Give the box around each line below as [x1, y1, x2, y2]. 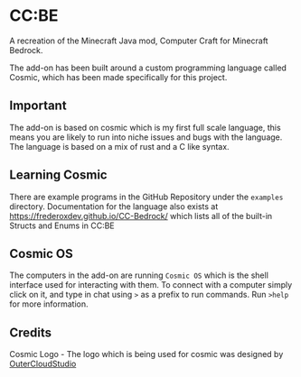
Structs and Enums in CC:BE [9, 220, 115, 231]
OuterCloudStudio [9, 358, 77, 370]
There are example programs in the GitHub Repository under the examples [9, 191, 284, 202]
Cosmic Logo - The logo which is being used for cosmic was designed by [9, 349, 284, 360]
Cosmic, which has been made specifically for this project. [9, 71, 228, 82]
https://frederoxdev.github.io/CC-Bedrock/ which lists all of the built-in [9, 210, 273, 221]
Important [9, 98, 67, 114]
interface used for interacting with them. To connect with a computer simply [9, 280, 293, 290]
